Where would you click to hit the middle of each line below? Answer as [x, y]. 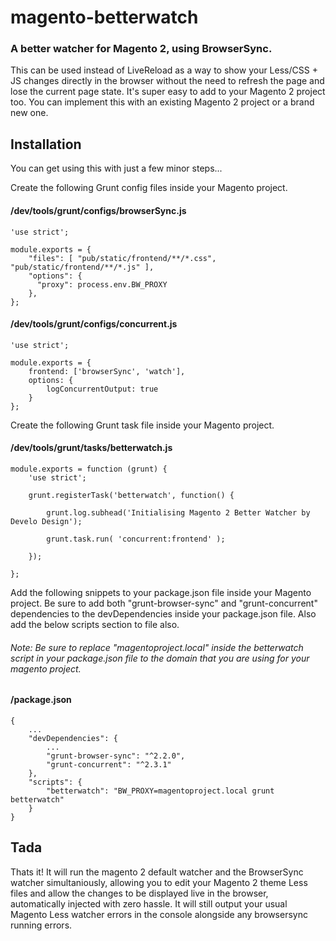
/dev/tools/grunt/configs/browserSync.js [98, 210]
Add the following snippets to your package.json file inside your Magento [161, 592]
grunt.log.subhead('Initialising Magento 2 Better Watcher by [178, 512]
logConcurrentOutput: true [102, 389]
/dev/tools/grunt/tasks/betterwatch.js [91, 448]
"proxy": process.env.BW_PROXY [102, 284]
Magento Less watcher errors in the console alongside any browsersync [159, 914]
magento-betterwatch [104, 17]
